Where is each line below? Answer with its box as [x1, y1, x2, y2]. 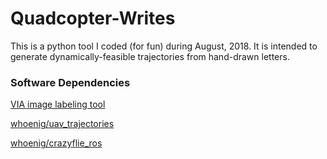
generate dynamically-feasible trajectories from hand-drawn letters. [10, 50, 290, 62]
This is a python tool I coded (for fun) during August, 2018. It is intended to [10, 40, 318, 52]
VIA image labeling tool [10, 98, 106, 111]
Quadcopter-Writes [10, 7, 176, 30]
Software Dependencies [10, 75, 131, 89]
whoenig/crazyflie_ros [10, 137, 103, 149]
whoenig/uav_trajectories [10, 118, 115, 130]
